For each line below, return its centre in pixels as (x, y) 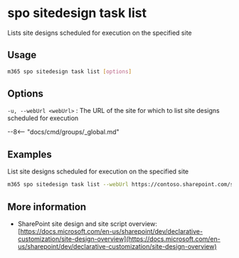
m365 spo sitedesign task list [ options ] (70, 71)
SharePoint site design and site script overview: (87, 224)
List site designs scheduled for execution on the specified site (98, 171)
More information (47, 206)
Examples (30, 154)
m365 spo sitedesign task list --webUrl (68, 185)
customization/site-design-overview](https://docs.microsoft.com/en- (119, 239)
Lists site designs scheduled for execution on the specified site (100, 33)
